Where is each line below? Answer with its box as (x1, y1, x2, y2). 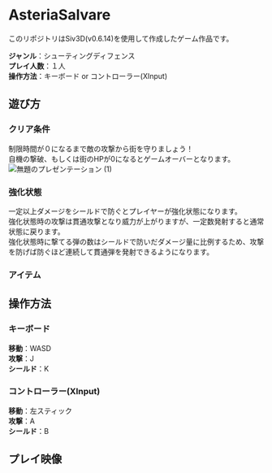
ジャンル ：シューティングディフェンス (8, 50, 136, 60)
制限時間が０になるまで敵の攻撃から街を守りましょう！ (8, 144, 193, 154)
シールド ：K (8, 363, 50, 373)
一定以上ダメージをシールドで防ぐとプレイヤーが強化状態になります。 (8, 206, 242, 216)
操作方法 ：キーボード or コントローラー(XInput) (8, 71, 168, 80)
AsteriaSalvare (8, 6, 111, 24)
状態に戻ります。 (8, 226, 65, 236)
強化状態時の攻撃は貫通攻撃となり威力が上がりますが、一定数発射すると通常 (8, 216, 265, 226)
